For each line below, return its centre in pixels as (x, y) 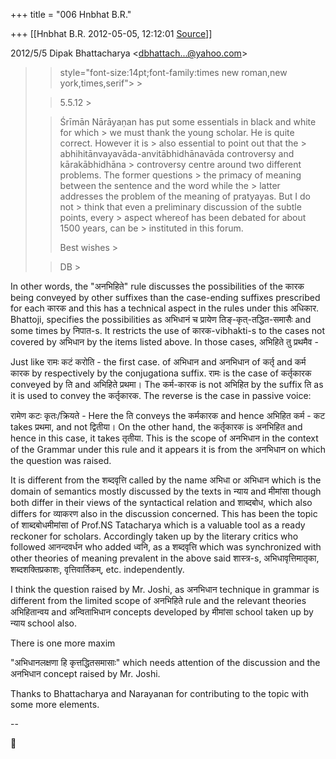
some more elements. (55, 704)
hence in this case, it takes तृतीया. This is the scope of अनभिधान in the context (164, 438)
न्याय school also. (43, 623)
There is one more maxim (63, 643)
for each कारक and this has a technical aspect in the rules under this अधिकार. (165, 308)
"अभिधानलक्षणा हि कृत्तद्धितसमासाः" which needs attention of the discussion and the (165, 662)
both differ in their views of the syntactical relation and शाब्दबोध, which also (161, 502)
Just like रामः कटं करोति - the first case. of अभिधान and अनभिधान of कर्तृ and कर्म (158, 362)
